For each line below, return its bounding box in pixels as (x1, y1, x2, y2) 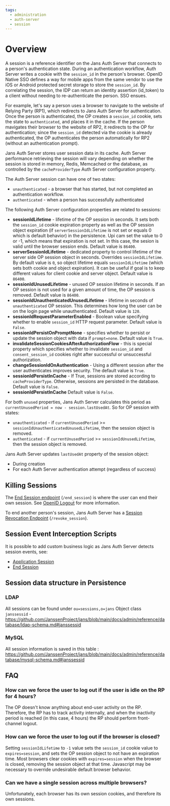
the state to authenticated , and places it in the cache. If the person (5, 119, 145, 125)
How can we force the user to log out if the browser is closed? (5, 733, 160, 740)
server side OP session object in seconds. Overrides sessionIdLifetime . (12, 254, 163, 261)
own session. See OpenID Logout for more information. (5, 500, 120, 506)
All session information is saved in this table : (5, 646, 99, 652)
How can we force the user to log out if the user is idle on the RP (5, 687, 165, 694)
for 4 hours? (5, 693, 36, 700)
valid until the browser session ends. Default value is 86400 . (12, 243, 137, 249)
